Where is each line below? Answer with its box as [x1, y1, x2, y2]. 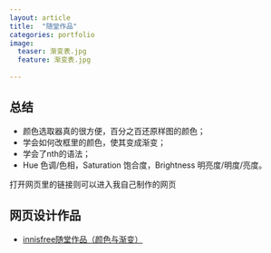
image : [9, 38, 34, 48]
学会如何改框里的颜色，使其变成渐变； [22, 137, 166, 148]
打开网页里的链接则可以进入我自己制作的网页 [9, 179, 177, 190]
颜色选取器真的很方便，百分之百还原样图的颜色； [22, 125, 206, 136]
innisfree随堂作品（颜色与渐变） [22, 233, 143, 245]
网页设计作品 [9, 208, 82, 223]
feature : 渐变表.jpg [17, 55, 92, 64]
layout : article [9, 13, 71, 23]
